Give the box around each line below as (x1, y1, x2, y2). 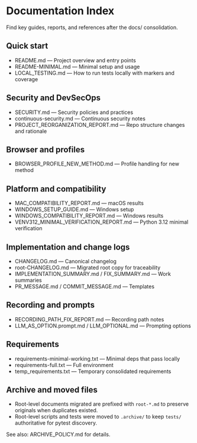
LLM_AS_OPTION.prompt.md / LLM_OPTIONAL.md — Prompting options (14, 322, 191, 329)
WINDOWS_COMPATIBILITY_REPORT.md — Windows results (14, 212, 164, 219)
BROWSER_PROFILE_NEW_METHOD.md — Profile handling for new (14, 160, 179, 167)
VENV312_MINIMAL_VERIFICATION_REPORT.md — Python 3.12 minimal (14, 218, 189, 226)
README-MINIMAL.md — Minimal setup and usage (14, 63, 140, 70)
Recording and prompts (6, 300, 95, 310)
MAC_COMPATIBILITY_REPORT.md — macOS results (14, 200, 144, 207)
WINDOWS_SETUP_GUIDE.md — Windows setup (14, 206, 134, 213)
